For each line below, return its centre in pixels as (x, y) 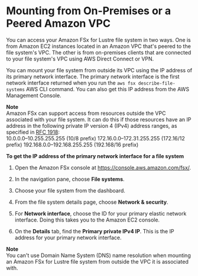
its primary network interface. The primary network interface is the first (93, 76)
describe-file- (157, 83)
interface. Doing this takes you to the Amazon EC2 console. (87, 220)
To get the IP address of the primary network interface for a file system (95, 156)
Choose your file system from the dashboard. (70, 190)
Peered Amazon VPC (59, 23)
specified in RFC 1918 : (33, 132)
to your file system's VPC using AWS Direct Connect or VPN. (80, 59)
